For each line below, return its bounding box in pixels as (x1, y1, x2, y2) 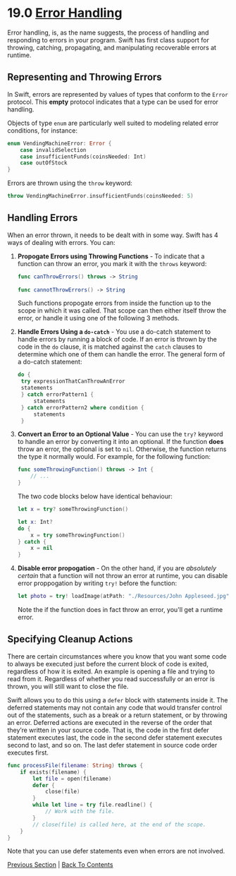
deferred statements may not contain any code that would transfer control (7, 703, 222, 712)
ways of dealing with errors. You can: (7, 238, 116, 246)
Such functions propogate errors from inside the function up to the (17, 299, 211, 308)
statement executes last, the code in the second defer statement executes (7, 733, 223, 742)
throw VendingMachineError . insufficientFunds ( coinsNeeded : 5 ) (7, 193, 194, 200)
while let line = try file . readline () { (32, 801, 153, 809)
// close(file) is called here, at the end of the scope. (32, 821, 206, 828)
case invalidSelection (20, 146, 87, 153)
